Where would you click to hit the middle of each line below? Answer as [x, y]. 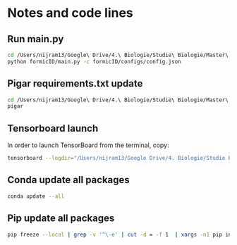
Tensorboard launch [53, 128]
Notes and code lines [71, 13]
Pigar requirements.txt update [75, 83]
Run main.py [36, 39]
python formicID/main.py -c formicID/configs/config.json [94, 61]
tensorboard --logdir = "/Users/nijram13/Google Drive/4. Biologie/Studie [116, 158]
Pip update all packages [61, 219]
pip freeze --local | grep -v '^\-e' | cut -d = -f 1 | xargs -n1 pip [115, 234]
